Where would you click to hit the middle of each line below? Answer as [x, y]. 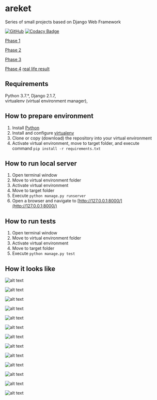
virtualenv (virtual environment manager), [47, 101]
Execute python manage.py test [43, 254]
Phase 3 [13, 59]
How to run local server [41, 163]
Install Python [26, 128]
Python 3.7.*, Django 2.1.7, [31, 95]
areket [18, 8]
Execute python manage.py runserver [49, 196]
